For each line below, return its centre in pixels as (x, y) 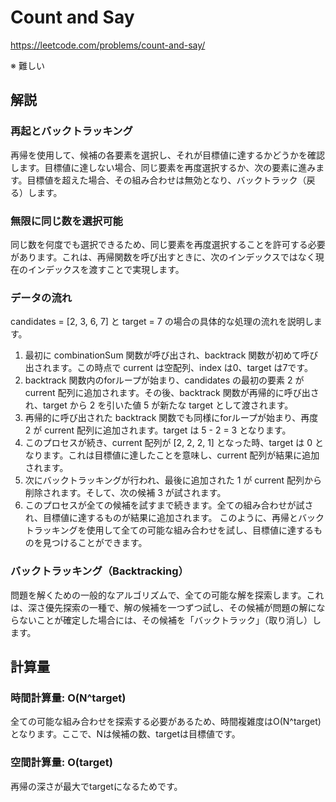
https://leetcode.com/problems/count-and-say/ (108, 45)
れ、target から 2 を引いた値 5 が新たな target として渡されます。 (159, 405)
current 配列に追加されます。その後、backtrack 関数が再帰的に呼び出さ (172, 393)
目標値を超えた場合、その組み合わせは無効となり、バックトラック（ (166, 180)
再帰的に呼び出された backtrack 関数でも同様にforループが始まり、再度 (171, 418)
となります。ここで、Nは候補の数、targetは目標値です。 (125, 734)
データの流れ (41, 298)
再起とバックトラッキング (71, 131)
